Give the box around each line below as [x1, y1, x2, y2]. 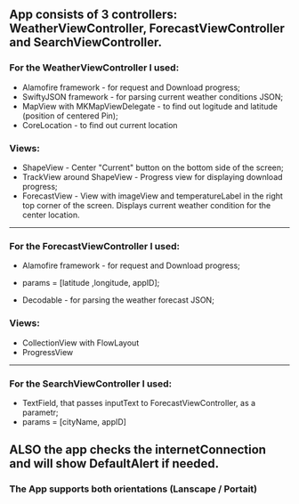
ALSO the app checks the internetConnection [9, 443, 267, 458]
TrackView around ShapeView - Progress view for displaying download [21, 171, 283, 182]
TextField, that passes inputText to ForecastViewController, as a [21, 397, 256, 408]
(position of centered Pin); [21, 110, 118, 121]
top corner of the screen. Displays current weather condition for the [21, 199, 271, 210]
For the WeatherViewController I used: [9, 61, 180, 74]
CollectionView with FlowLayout [21, 337, 140, 348]
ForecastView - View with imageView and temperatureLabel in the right [21, 191, 283, 201]
